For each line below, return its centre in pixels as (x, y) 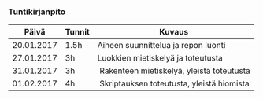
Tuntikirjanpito (37, 12)
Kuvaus (174, 32)
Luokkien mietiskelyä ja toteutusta (160, 58)
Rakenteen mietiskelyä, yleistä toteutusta (175, 71)
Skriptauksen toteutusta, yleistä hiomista (174, 83)
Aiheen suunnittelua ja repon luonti (161, 46)
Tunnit (78, 32)
